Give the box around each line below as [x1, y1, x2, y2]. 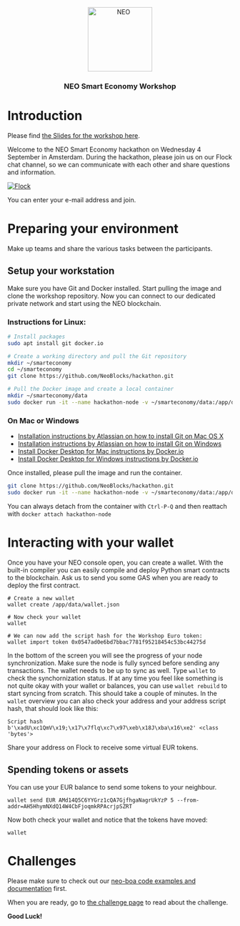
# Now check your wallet [7, 613, 81, 621]
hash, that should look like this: [7, 704, 99, 712]
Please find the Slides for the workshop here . [7, 131, 141, 139]
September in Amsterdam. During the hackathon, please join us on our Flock [7, 152, 232, 161]
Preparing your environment [7, 221, 179, 237]
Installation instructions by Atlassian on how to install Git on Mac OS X [17, 432, 224, 441]
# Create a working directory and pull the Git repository [7, 352, 187, 360]
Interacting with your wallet [7, 534, 174, 551]
